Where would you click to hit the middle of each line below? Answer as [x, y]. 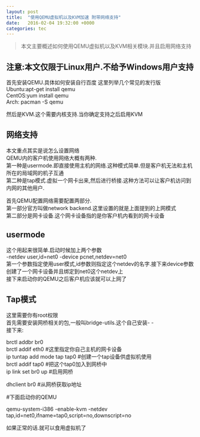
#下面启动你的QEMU [32, 397]
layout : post [22, 12]
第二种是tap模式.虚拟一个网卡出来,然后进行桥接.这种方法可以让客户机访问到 [99, 180]
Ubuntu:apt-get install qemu [41, 89]
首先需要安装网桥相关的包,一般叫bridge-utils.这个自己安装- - [80, 322]
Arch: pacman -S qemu [35, 102]
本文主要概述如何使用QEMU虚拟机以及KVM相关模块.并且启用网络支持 [106, 46]
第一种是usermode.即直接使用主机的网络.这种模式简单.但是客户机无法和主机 [99, 165]
